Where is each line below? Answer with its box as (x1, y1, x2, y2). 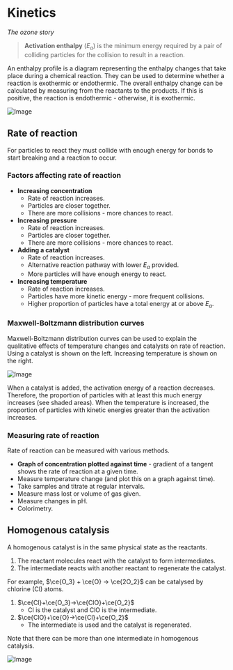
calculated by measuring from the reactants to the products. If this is (7, 86, 204, 95)
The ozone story (7, 28, 54, 36)
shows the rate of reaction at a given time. (17, 467, 138, 475)
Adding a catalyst (17, 245, 70, 254)
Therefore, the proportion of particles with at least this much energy (7, 390, 202, 399)
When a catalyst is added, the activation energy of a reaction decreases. (7, 383, 216, 392)
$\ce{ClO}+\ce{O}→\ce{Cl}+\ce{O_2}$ (17, 613, 129, 621)
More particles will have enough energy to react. (27, 270, 167, 278)
